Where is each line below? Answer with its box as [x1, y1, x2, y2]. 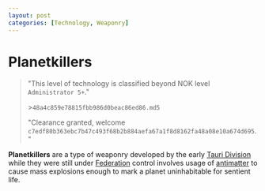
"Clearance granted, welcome [27, 118, 126, 127]
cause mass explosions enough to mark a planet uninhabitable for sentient [8, 167, 251, 176]
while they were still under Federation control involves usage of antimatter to [8, 159, 258, 168]
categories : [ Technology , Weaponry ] [8, 19, 129, 27]
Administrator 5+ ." [27, 88, 89, 97]
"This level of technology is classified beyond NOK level [27, 79, 210, 88]
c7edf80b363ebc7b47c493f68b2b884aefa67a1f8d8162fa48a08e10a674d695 [27, 128, 255, 136]
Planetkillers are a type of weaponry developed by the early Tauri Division [8, 150, 252, 159]
